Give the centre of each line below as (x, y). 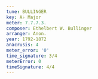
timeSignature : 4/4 (30, 67)
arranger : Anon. (26, 34)
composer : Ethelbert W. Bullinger (49, 28)
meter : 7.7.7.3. (26, 23)
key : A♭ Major (24, 17)
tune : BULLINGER (26, 12)
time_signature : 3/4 (32, 56)
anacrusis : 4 (22, 45)
